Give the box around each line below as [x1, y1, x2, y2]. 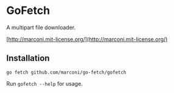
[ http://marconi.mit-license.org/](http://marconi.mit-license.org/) [6, 35, 168, 43]
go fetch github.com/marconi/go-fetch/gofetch [6, 69, 127, 75]
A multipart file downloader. [6, 24, 76, 31]
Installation [6, 53, 50, 64]
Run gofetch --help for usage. [6, 80, 83, 87]
